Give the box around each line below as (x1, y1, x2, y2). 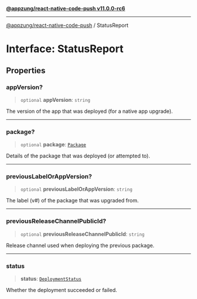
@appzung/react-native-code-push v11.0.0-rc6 (6, 5, 125, 12)
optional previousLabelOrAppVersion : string (20, 185, 133, 193)
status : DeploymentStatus (20, 275, 82, 283)
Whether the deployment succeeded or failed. (6, 287, 117, 294)
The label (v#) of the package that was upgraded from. (6, 197, 139, 204)
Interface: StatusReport (6, 42, 124, 56)
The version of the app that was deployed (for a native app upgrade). (6, 108, 173, 115)
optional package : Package (20, 141, 86, 148)
